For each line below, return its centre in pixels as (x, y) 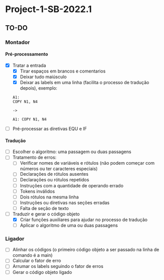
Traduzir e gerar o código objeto (46, 214)
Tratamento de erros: (34, 158)
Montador (18, 42)
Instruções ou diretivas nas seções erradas (65, 202)
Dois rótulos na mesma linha (49, 197)
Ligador (15, 239)
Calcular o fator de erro (37, 261)
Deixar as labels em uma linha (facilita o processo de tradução (85, 82)
